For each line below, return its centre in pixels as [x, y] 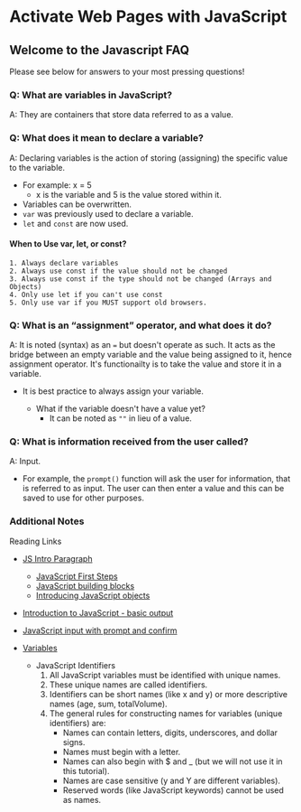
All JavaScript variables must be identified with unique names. [165, 675]
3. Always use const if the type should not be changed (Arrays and [141, 279]
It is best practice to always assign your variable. [113, 391]
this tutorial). [86, 770]
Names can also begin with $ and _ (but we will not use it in [173, 761]
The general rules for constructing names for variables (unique [166, 713]
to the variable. [37, 167]
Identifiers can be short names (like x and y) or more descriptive [169, 694]
